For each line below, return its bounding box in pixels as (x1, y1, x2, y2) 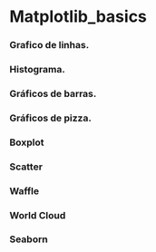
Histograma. (9, 63, 65, 76)
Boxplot (9, 136, 44, 149)
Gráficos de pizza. (9, 111, 93, 124)
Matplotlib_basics (9, 6, 148, 27)
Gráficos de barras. (9, 87, 97, 100)
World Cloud (9, 208, 66, 221)
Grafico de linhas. (9, 39, 90, 52)
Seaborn (9, 233, 48, 246)
